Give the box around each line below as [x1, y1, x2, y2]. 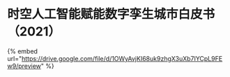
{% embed [7, 46, 38, 55]
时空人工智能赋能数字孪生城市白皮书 [7, 6, 215, 22]
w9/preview [7, 62, 42, 70]
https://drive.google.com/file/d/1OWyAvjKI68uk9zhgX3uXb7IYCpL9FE [21, 54, 223, 62]
